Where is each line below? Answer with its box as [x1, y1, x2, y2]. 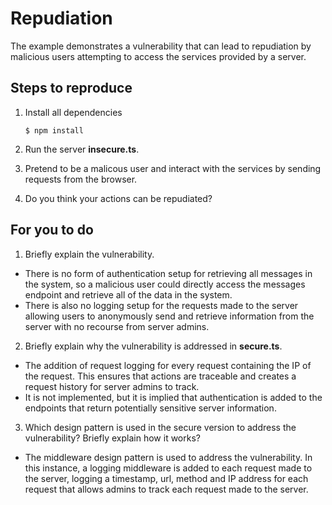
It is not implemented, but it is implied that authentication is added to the [24, 391, 323, 403]
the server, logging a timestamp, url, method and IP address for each [24, 472, 309, 484]
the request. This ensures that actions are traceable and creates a [24, 370, 297, 382]
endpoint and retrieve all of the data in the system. [24, 288, 233, 301]
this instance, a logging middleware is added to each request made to [24, 462, 313, 474]
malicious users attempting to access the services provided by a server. [10, 50, 307, 62]
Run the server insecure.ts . [24, 143, 140, 155]
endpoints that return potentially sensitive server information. [24, 402, 277, 414]
